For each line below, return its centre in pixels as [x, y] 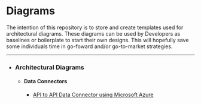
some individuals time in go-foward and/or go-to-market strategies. [89, 46]
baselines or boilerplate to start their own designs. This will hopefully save [98, 40]
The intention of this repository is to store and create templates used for [95, 27]
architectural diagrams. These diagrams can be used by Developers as [93, 33]
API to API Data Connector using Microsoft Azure [93, 95]
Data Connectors [45, 81]
